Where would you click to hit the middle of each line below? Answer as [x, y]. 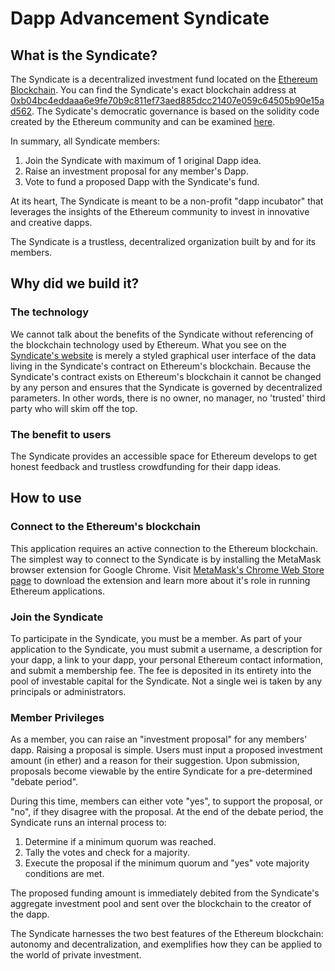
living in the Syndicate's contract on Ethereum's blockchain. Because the [161, 366]
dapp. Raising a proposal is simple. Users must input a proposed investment [166, 750]
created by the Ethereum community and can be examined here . [143, 121]
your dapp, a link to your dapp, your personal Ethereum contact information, [166, 659]
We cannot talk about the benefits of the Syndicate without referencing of [162, 334]
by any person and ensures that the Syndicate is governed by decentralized [166, 387]
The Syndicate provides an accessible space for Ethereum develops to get [163, 456]
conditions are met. [64, 874]
